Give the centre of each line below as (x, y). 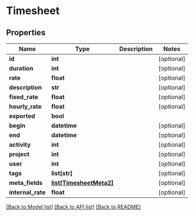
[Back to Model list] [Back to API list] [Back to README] (73, 207)
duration (21, 68)
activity (20, 145)
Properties (26, 33)
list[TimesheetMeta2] (83, 183)
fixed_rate (24, 97)
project (19, 154)
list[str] (62, 173)
